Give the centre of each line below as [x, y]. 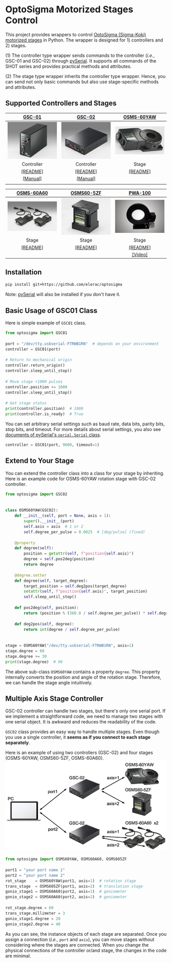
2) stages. [16, 45]
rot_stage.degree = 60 [29, 908]
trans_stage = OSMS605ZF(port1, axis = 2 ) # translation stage [74, 886]
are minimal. [18, 956]
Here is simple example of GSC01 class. [46, 323]
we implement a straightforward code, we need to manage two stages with [84, 716]
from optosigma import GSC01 [36, 333]
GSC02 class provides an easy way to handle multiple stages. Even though [82, 732]
